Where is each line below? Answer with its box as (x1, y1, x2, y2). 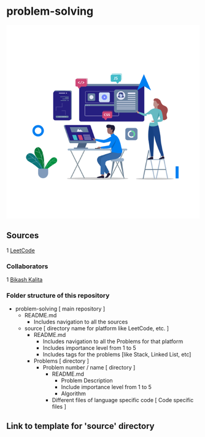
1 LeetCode (6, 247, 35, 254)
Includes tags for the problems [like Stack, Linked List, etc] (42, 351, 191, 358)
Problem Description (61, 377, 114, 384)
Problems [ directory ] (33, 357, 89, 365)
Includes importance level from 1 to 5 (42, 344, 136, 352)
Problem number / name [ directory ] (42, 364, 136, 371)
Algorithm (61, 390, 86, 397)
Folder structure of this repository (6, 291, 110, 300)
